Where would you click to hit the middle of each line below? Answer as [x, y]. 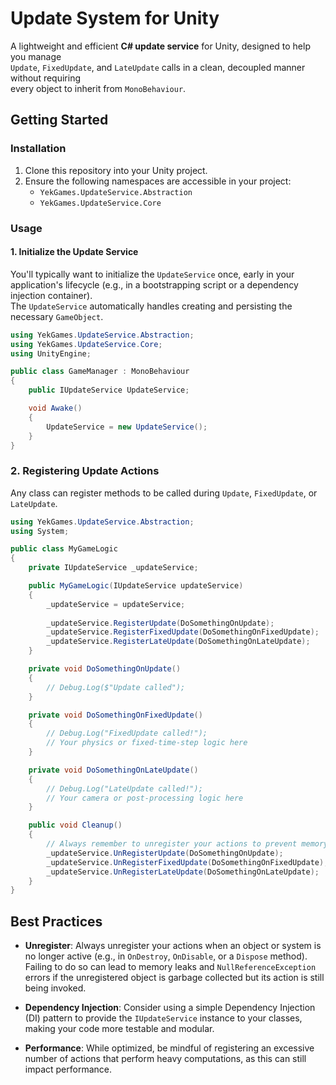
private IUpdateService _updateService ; [113, 568]
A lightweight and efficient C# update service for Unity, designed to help [160, 46]
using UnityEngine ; [51, 353]
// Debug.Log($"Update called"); [116, 687]
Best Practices [56, 921]
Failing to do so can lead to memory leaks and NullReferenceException [170, 967]
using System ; [40, 531]
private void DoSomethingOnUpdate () [105, 669]
